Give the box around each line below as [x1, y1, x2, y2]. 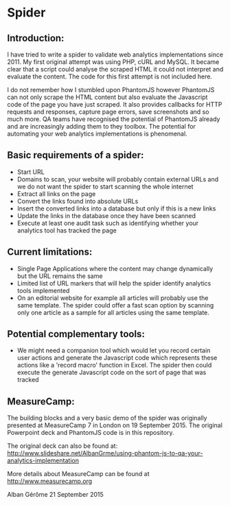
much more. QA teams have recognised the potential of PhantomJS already [7, 115, 220, 123]
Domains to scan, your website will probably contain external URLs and [16, 175, 218, 183]
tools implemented [16, 286, 70, 294]
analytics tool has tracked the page [16, 226, 117, 235]
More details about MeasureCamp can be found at [7, 470, 150, 478]
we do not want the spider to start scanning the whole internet [16, 182, 194, 191]
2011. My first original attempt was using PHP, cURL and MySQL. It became [7, 58, 220, 66]
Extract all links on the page [16, 189, 96, 197]
